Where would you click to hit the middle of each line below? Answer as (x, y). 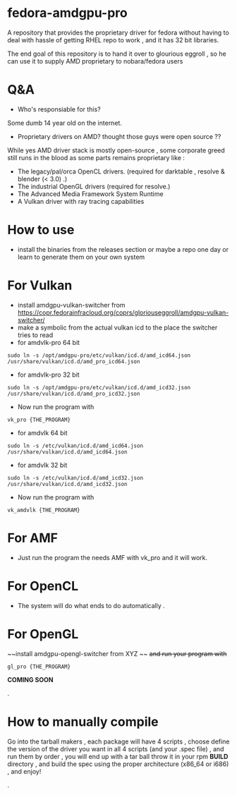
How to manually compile (83, 722)
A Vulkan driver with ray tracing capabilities (81, 201)
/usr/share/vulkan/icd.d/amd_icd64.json (68, 452)
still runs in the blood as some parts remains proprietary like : (96, 157)
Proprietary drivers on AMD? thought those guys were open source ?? (119, 136)
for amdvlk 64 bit (43, 432)
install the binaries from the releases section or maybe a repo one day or (123, 249)
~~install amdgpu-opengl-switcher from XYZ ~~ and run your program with (117, 653)
